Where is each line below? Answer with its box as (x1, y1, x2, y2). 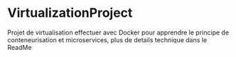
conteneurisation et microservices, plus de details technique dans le (7, 35, 208, 44)
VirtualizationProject (7, 5, 133, 21)
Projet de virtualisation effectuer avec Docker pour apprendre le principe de (7, 28, 230, 37)
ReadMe (7, 43, 32, 51)
